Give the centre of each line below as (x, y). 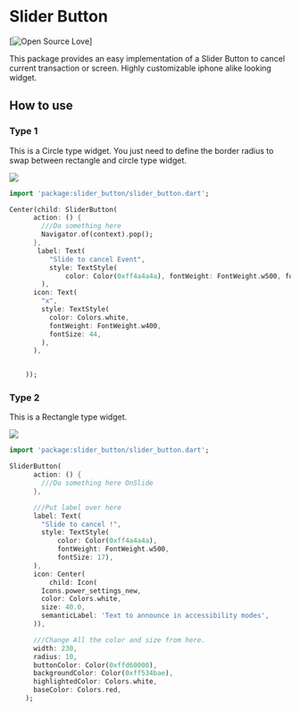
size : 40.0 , (64, 607)
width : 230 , (55, 648)
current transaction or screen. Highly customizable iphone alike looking (141, 68)
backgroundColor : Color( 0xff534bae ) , (103, 673)
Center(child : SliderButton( (63, 209)
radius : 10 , (55, 656)
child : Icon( (73, 582)
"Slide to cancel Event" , (97, 259)
